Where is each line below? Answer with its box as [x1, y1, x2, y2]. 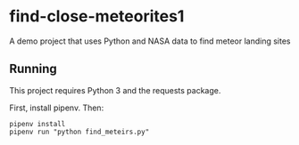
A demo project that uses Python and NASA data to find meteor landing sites [9, 36, 291, 46]
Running [9, 61, 58, 77]
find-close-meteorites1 [9, 6, 185, 27]
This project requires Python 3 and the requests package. [9, 85, 221, 95]
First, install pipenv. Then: [9, 102, 104, 113]
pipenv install [9, 119, 66, 128]
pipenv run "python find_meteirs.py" [9, 127, 150, 136]
